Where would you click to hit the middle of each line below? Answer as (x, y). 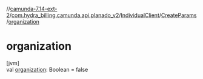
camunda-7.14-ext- (34, 9)
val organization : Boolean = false (47, 69)
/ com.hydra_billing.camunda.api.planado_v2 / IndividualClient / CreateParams (103, 15)
